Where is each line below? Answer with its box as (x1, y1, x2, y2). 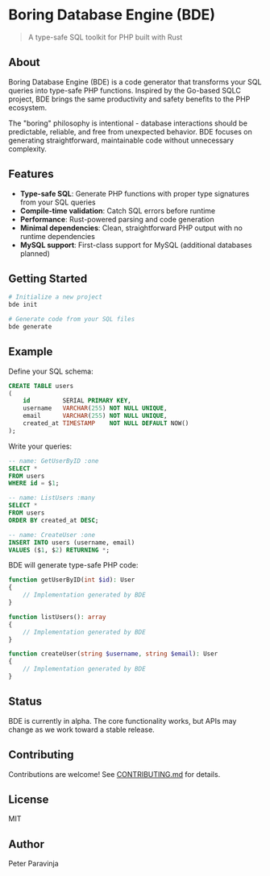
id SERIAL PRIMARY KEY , (23, 397, 131, 405)
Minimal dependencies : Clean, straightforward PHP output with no (19, 223, 243, 233)
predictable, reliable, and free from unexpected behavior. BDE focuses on (8, 126, 252, 136)
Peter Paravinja (8, 859, 59, 869)
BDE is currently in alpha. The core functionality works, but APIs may (8, 716, 237, 725)
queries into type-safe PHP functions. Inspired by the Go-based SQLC (8, 85, 242, 95)
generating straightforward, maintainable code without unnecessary (8, 135, 235, 145)
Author (8, 837, 44, 851)
